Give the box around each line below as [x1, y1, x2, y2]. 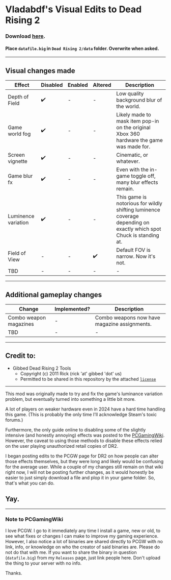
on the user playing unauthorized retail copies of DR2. [5, 443, 119, 449]
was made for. [116, 143, 151, 150]
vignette [8, 158, 28, 165]
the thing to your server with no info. [5, 560, 82, 566]
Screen [8, 152, 25, 159]
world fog [8, 130, 31, 137]
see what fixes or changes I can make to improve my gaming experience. [5, 533, 159, 539]
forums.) [5, 417, 23, 423]
